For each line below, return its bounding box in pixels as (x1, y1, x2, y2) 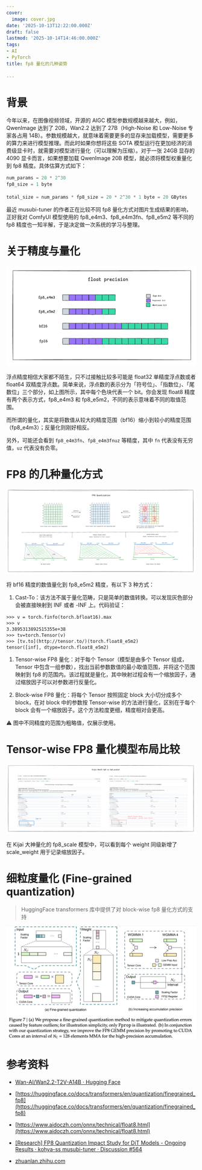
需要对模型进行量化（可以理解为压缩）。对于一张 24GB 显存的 (43, 147, 195, 154)
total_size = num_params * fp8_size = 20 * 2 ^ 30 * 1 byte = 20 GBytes (6, 194, 188, 201)
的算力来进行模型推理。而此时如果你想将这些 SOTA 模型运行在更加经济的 (6, 140, 187, 147)
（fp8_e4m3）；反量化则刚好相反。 (6, 424, 92, 431)
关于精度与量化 (6, 245, 81, 258)
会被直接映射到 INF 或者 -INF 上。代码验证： (14, 601, 125, 609)
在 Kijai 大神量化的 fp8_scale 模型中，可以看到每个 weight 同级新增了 (6, 841, 178, 848)
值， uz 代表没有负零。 (6, 444, 62, 451)
